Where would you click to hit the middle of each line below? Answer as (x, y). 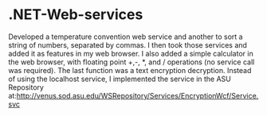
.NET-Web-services (76, 15)
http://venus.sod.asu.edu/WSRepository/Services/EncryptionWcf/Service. (137, 95)
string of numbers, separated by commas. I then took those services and (128, 44)
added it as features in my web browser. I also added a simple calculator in (131, 53)
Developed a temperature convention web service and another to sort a (126, 37)
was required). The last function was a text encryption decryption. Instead (130, 70)
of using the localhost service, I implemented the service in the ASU (120, 79)
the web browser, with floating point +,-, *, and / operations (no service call (132, 62)
